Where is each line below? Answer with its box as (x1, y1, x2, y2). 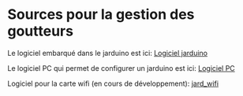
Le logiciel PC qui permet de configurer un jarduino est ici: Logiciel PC (7, 63, 236, 72)
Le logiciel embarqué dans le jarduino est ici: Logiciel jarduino (7, 48, 208, 57)
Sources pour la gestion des (7, 6, 195, 24)
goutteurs (7, 22, 74, 40)
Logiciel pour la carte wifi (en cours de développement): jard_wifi (7, 79, 219, 88)
